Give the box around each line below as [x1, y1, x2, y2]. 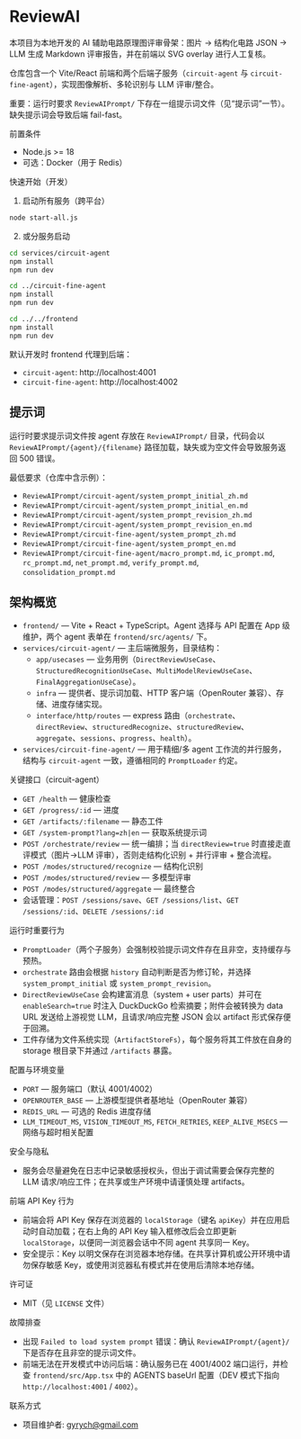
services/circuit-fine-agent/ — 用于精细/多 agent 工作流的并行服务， [22, 744, 287, 755]
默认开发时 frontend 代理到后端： [9, 348, 133, 359]
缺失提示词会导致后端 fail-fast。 [9, 109, 128, 120]
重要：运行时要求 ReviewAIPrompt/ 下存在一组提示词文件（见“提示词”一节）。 [9, 97, 290, 109]
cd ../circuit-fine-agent [9, 282, 106, 291]
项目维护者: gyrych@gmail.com [22, 1419, 139, 1430]
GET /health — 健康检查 [22, 794, 111, 805]
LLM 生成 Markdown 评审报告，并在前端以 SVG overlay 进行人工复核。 [9, 48, 271, 59]
